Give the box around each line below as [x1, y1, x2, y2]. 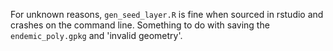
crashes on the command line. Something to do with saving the [10, 19, 270, 31]
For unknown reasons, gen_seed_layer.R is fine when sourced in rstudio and [10, 9, 324, 20]
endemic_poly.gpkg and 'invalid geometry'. [10, 30, 183, 41]
